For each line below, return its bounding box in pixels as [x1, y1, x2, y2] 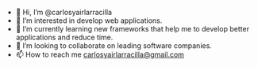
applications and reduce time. [15, 32, 114, 42]
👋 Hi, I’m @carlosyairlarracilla [15, 8, 113, 17]
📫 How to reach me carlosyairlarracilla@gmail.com [15, 50, 185, 59]
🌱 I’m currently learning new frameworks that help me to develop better [15, 24, 250, 33]
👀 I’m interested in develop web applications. [15, 16, 163, 25]
